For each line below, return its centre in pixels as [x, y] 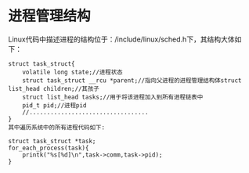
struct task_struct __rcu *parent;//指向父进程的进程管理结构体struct [132, 80]
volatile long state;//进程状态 [72, 72]
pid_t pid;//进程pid [54, 105]
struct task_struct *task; [52, 141]
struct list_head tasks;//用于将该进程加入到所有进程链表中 [113, 97]
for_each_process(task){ [49, 148]
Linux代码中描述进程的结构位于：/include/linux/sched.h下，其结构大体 [121, 39]
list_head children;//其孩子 [54, 88]
